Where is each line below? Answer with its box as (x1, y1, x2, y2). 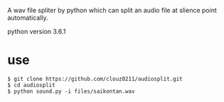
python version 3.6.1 (7, 28, 66, 35)
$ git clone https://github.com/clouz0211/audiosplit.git (7, 75, 183, 82)
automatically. (7, 13, 48, 22)
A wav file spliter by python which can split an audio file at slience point (7, 6, 217, 14)
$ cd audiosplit (7, 81, 55, 89)
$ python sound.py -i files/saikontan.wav (7, 88, 135, 95)
